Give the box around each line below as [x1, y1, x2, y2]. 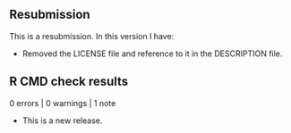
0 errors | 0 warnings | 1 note [9, 97, 116, 108]
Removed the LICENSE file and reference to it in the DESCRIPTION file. [21, 48, 283, 59]
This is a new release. [21, 115, 103, 126]
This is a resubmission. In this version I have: [9, 30, 175, 41]
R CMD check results [9, 74, 129, 89]
